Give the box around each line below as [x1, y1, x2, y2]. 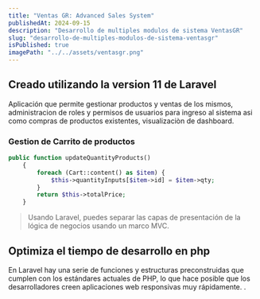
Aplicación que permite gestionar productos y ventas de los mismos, [8, 99, 233, 108]
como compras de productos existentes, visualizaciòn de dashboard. [8, 116, 235, 126]
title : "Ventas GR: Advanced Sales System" [8, 11, 155, 20]
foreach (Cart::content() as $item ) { [37, 169, 165, 177]
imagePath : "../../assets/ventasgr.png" [8, 49, 145, 56]
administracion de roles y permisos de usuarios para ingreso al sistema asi [8, 107, 253, 117]
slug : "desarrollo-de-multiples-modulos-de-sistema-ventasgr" [8, 33, 219, 42]
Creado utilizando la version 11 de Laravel [8, 78, 217, 91]
